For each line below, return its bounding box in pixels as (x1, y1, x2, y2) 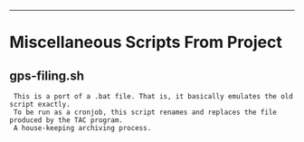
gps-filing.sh (9, 68, 84, 83)
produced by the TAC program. (9, 116, 124, 125)
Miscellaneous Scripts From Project (9, 33, 282, 52)
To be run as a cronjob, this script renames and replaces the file (13, 108, 278, 117)
